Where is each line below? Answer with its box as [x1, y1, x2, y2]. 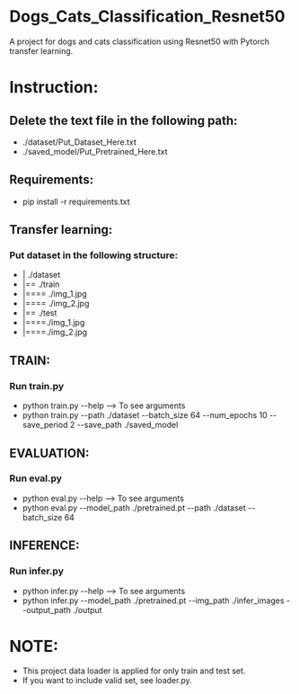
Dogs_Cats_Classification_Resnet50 [9, 6, 286, 27]
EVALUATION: [9, 445, 90, 460]
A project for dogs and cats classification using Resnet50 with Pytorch [9, 36, 270, 47]
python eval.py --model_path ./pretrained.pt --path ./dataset [22, 502, 247, 513]
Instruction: [9, 77, 99, 98]
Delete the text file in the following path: [9, 112, 238, 128]
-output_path [22, 604, 72, 615]
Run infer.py [9, 565, 65, 577]
